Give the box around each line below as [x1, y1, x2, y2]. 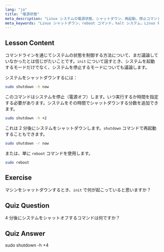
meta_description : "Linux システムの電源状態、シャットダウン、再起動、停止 [5, 16, 147, 21]
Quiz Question [5, 201, 50, 210]
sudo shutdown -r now [5, 141, 49, 146]
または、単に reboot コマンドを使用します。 [5, 150, 93, 156]
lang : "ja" [5, 7, 27, 12]
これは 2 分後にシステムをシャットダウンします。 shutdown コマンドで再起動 [5, 125, 157, 131]
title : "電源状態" [5, 12, 40, 17]
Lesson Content [5, 38, 55, 47]
